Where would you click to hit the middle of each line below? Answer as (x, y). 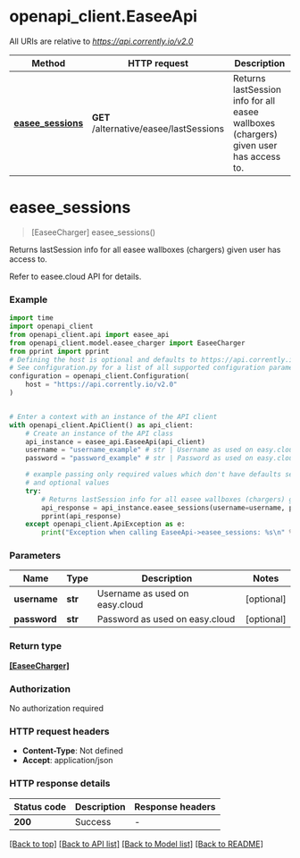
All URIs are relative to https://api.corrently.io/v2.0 (101, 41)
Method (48, 63)
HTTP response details (60, 784)
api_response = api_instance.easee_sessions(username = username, (163, 508)
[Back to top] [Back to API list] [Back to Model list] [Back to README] (136, 844)
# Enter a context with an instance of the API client (113, 416)
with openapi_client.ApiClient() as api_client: (101, 425)
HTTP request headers (59, 731)
